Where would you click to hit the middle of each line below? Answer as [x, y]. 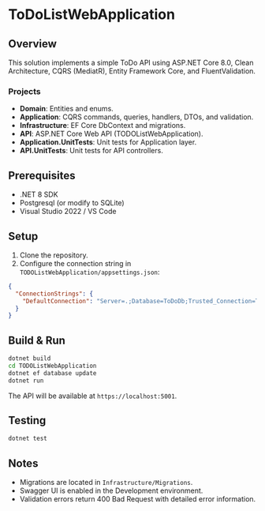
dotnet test [28, 439]
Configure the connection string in [75, 263]
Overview [33, 44]
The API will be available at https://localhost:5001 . [93, 396]
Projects [24, 91]
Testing [27, 421]
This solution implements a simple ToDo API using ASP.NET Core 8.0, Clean [131, 62]
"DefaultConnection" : [58, 301]
